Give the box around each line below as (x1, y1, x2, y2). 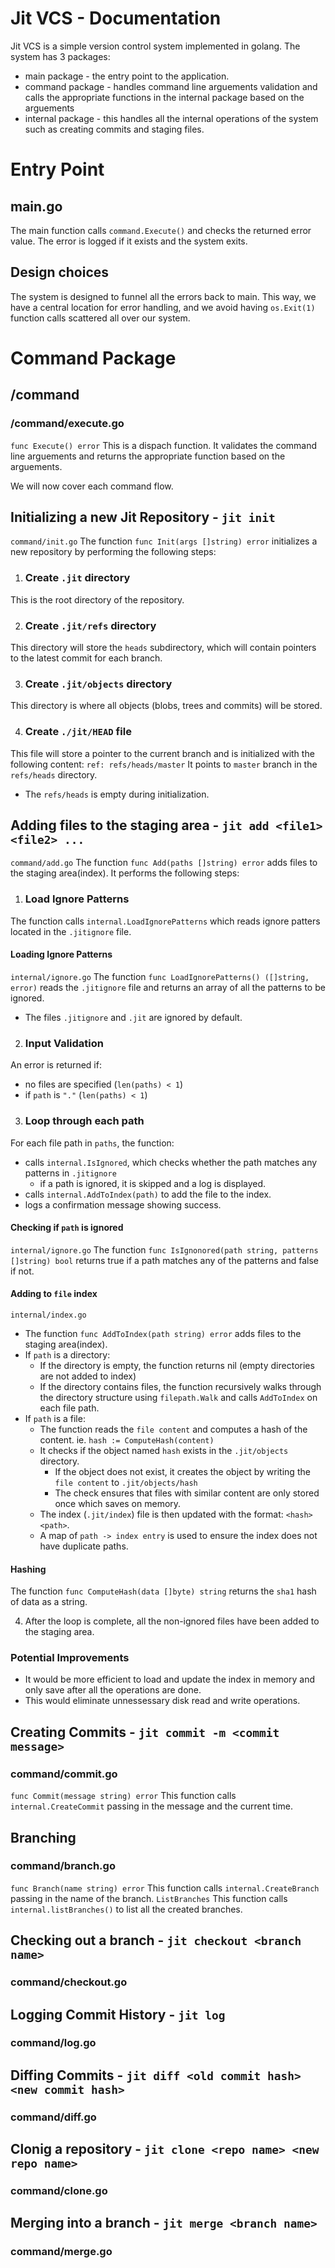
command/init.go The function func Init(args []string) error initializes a (10, 535, 318, 547)
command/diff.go (10, 2110, 97, 2124)
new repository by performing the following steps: (10, 546, 217, 558)
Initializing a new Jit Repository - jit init (10, 509, 276, 526)
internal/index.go (10, 1310, 87, 1320)
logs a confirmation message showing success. (24, 1198, 222, 1211)
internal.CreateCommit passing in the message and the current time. (10, 1800, 293, 1812)
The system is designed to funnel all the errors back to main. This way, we (10, 290, 317, 302)
